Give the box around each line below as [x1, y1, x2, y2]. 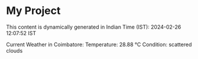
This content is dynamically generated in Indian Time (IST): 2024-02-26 [6, 23, 181, 30]
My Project [6, 4, 61, 18]
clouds [6, 47, 23, 54]
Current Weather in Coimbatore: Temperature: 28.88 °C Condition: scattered [6, 41, 192, 48]
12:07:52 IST [6, 29, 37, 36]
